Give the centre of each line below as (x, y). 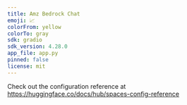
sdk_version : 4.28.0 (38, 47)
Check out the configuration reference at (67, 86)
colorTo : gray (28, 33)
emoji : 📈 (21, 20)
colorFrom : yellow (34, 27)
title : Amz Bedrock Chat (44, 14)
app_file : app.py (33, 54)
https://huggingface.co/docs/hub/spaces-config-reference (93, 94)
